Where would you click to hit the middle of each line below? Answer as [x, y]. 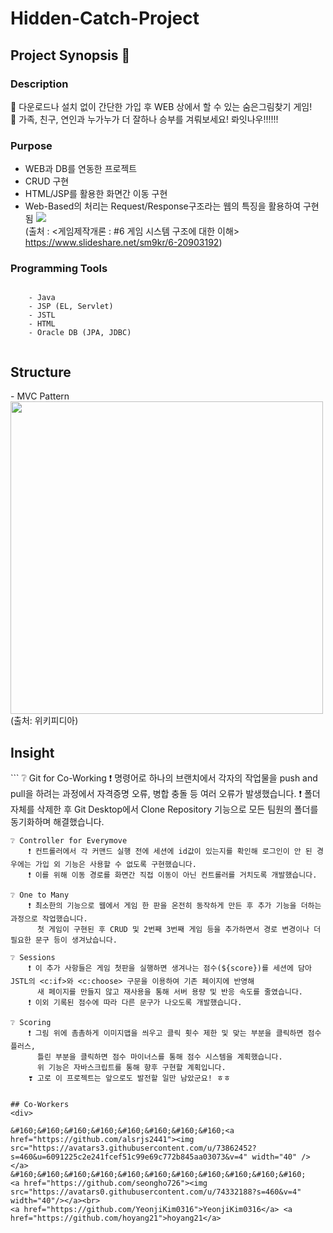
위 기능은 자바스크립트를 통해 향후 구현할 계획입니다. [131, 1068]
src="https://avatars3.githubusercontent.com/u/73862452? [133, 1148]
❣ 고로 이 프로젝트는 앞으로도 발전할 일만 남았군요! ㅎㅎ [129, 1078]
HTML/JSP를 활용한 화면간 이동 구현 [96, 194]
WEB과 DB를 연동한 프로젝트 [81, 169]
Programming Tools [59, 269]
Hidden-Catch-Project [105, 18]
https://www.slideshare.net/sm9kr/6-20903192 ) [123, 243]
